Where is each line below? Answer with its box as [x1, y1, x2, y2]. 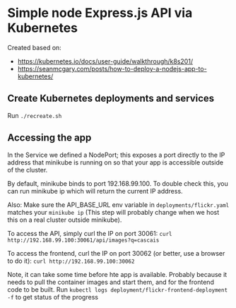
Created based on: [7, 43, 61, 52]
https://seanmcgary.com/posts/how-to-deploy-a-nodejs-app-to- [17, 64, 207, 73]
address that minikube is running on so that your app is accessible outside [7, 158, 224, 167]
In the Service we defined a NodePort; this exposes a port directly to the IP [7, 150, 225, 159]
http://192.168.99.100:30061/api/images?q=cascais [7, 237, 160, 244]
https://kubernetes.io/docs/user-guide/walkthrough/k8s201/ [17, 57, 193, 65]
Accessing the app [7, 132, 92, 144]
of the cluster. [7, 165, 48, 174]
